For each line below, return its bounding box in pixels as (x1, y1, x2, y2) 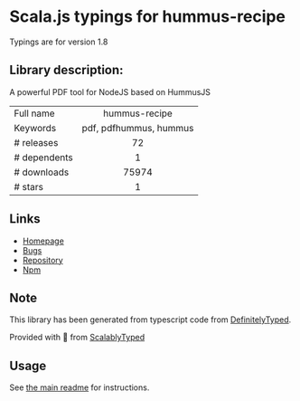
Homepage (22, 235, 65, 246)
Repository (22, 254, 63, 265)
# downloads (14, 166, 70, 178)
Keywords (14, 121, 57, 134)
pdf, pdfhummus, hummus (81, 121, 194, 134)
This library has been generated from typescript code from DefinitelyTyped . (9, 314, 292, 325)
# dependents (14, 151, 74, 164)
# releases (14, 136, 59, 148)
